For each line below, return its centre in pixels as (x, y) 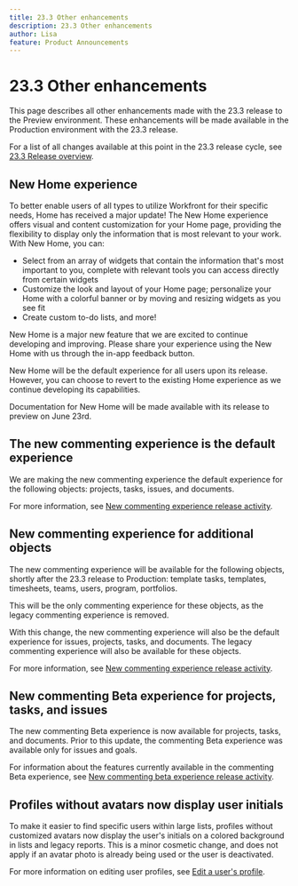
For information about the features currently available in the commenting (142, 767)
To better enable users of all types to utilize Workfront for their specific (139, 206)
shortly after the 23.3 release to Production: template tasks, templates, (138, 579)
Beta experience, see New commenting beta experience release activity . (142, 777)
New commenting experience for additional (132, 534)
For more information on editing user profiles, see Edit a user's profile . (137, 872)
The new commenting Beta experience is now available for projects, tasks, (145, 731)
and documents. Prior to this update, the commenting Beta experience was (146, 741)
